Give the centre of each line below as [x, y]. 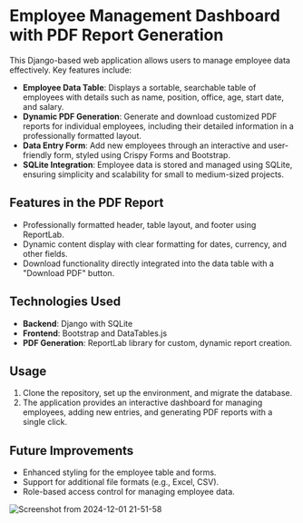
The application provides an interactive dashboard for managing [142, 403]
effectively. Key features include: [71, 70]
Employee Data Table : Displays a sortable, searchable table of [139, 87]
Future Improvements [72, 450]
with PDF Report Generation [117, 35]
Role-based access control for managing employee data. [129, 492]
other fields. [45, 253]
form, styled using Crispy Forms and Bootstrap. [142, 154]
